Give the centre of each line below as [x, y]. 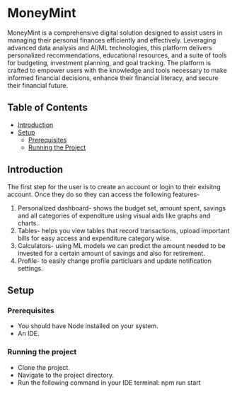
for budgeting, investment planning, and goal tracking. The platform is [109, 62]
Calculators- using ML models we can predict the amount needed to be [121, 245]
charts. [28, 223]
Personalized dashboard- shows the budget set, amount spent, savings [122, 208]
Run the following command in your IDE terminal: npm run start [109, 382]
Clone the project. [44, 367]
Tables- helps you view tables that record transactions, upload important [123, 230]
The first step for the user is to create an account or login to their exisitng [114, 186]
